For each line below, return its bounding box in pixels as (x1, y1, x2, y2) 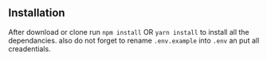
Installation (8, 6, 65, 20)
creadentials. (8, 43, 51, 54)
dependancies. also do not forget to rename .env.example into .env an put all (8, 36, 260, 45)
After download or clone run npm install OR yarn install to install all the (8, 27, 249, 36)
